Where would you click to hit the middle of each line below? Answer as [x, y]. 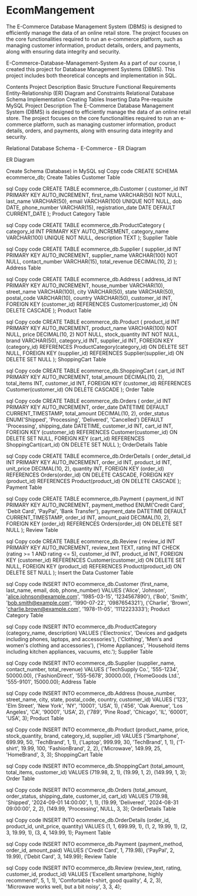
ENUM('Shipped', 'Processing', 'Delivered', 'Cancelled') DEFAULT [85, 419]
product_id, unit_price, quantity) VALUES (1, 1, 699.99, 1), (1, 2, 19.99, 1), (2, [97, 826]
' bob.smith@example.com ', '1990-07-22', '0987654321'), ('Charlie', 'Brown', [98, 602]
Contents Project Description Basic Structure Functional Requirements [91, 86]
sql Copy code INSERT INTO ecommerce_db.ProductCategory [81, 627]
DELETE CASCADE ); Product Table [49, 310]
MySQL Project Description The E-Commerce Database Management [90, 105]
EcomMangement [51, 10]
